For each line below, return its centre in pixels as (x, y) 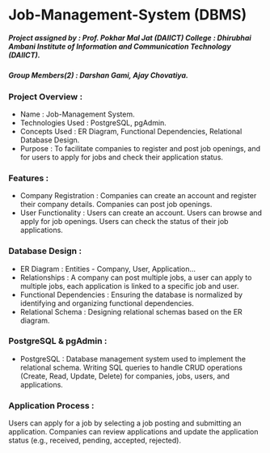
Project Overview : (46, 96)
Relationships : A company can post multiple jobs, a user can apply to (136, 277)
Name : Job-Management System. (77, 114)
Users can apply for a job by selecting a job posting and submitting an (125, 423)
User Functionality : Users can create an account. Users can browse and (141, 213)
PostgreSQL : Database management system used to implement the (133, 358)
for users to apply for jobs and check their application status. (122, 157)
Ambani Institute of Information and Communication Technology (120, 46)
